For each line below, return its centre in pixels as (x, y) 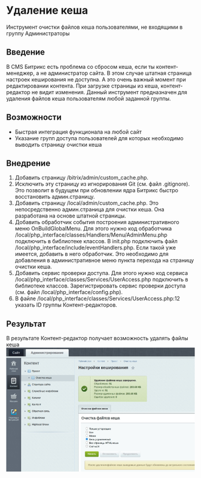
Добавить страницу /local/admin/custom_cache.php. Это (86, 203)
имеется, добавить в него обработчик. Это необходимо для (92, 254)
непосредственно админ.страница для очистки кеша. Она (89, 210)
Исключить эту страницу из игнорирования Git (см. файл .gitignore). (102, 184)
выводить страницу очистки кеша (58, 144)
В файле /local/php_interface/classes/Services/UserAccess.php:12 (98, 299)
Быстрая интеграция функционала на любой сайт (78, 132)
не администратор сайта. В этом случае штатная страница (116, 73)
